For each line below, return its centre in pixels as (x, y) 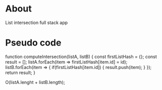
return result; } (20, 72)
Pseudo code (33, 43)
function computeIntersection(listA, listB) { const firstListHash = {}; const (81, 56)
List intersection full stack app (37, 22)
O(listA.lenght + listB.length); (35, 82)
